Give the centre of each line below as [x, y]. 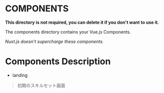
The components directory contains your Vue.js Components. [68, 32]
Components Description [58, 62]
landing [20, 75]
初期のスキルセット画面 [41, 85]
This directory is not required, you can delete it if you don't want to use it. [82, 22]
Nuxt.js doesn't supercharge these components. [55, 41]
